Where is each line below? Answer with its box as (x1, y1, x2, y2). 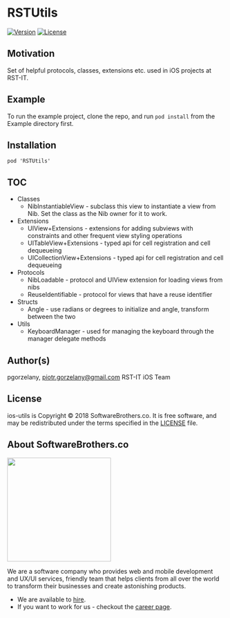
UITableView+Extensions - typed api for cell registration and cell (27, 239, 211, 247)
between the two (27, 313, 76, 321)
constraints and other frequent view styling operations (27, 232, 182, 240)
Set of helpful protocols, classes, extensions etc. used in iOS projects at (7, 66, 212, 74)
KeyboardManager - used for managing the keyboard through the (27, 327, 214, 336)
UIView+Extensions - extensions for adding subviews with (27, 224, 193, 233)
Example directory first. (7, 119, 74, 127)
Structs (17, 298, 38, 306)
